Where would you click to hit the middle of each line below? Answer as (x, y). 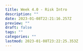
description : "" (22, 14)
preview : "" (17, 23)
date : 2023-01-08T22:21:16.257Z (38, 18)
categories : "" (21, 37)
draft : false (19, 28)
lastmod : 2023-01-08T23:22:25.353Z (42, 41)
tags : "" (14, 32)
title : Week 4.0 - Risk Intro (36, 9)
